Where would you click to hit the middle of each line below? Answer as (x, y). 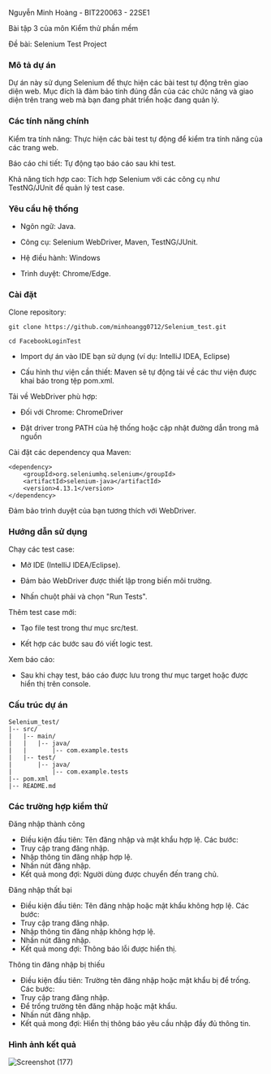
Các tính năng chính (49, 121)
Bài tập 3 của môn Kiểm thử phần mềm (73, 28)
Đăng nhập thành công (47, 824)
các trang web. (34, 147)
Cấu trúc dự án (38, 705)
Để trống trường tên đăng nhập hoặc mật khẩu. (99, 1007)
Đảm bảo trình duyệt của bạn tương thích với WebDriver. (102, 511)
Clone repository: (37, 312)
